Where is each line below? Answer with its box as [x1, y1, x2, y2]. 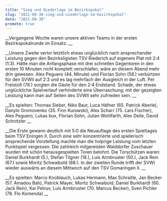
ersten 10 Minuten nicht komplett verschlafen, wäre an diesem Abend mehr [5, 66, 160, 72]
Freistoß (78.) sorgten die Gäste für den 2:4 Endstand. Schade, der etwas [5, 82, 156, 88]
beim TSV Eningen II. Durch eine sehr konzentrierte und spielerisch [5, 133, 143, 139]
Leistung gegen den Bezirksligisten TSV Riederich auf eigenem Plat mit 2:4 [5, 55, 160, 61]
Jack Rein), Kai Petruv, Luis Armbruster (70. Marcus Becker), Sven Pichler [5, 185, 157, 191]
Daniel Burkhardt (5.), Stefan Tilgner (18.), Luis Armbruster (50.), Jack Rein [5, 154, 159, 160]
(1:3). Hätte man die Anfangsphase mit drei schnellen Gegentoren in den [5, 60, 154, 66]
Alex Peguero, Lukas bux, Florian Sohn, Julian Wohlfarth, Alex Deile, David [5, 113, 158, 119]
